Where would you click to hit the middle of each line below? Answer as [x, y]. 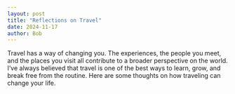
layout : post [26, 14]
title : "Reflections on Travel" [54, 20]
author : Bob [25, 33]
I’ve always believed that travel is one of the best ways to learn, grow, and [114, 68]
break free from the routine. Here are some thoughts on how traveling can [114, 76]
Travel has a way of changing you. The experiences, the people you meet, [114, 53]
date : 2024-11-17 [33, 27]
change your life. [32, 83]
